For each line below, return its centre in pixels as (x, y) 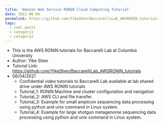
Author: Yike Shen (30, 61)
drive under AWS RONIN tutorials (52, 86)
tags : (10, 23)
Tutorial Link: (25, 65)
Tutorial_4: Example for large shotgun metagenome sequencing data (88, 112)
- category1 (22, 32)
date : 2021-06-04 (23, 14)
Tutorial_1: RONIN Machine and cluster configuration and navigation (87, 91)
